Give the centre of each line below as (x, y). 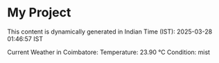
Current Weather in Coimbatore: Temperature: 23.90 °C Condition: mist (108, 52)
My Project (39, 13)
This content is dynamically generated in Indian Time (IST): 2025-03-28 (110, 32)
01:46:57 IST (25, 38)
